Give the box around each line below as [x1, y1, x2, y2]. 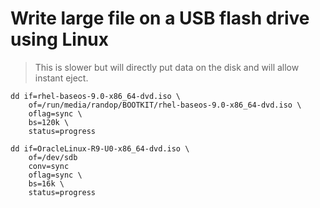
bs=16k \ [28, 178, 65, 189]
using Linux [10, 28, 109, 51]
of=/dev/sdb [28, 152, 78, 162]
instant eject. [34, 72, 89, 84]
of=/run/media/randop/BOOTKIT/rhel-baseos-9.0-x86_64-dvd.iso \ [28, 100, 302, 110]
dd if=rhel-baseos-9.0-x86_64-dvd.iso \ [10, 91, 182, 101]
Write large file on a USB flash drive [10, 7, 310, 30]
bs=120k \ [28, 117, 70, 127]
